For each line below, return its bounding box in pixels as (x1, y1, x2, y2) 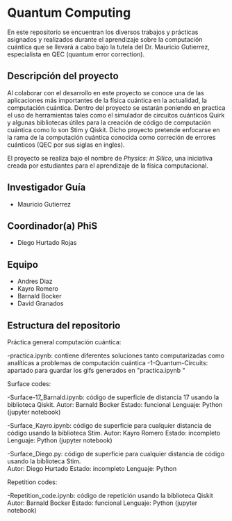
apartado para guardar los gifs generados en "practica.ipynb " (7, 367, 185, 374)
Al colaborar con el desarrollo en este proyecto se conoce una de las (7, 88, 205, 97)
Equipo (7, 259, 38, 271)
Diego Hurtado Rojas (17, 239, 77, 247)
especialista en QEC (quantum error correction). (7, 50, 144, 58)
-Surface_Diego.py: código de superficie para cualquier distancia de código (7, 450, 224, 458)
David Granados (17, 299, 64, 307)
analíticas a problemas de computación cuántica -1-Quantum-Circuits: (7, 359, 208, 367)
